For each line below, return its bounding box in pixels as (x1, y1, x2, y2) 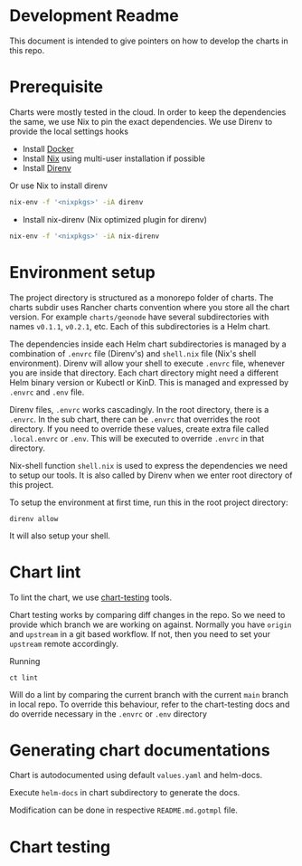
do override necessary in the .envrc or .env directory (9, 708, 208, 719)
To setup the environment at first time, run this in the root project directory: (9, 497, 288, 508)
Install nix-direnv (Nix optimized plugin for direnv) (22, 214, 208, 224)
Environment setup (9, 262, 156, 282)
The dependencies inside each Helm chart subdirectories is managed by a (9, 338, 287, 349)
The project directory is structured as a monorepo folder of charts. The (9, 291, 274, 303)
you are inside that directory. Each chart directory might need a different (9, 367, 278, 378)
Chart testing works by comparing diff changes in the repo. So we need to (9, 609, 286, 620)
